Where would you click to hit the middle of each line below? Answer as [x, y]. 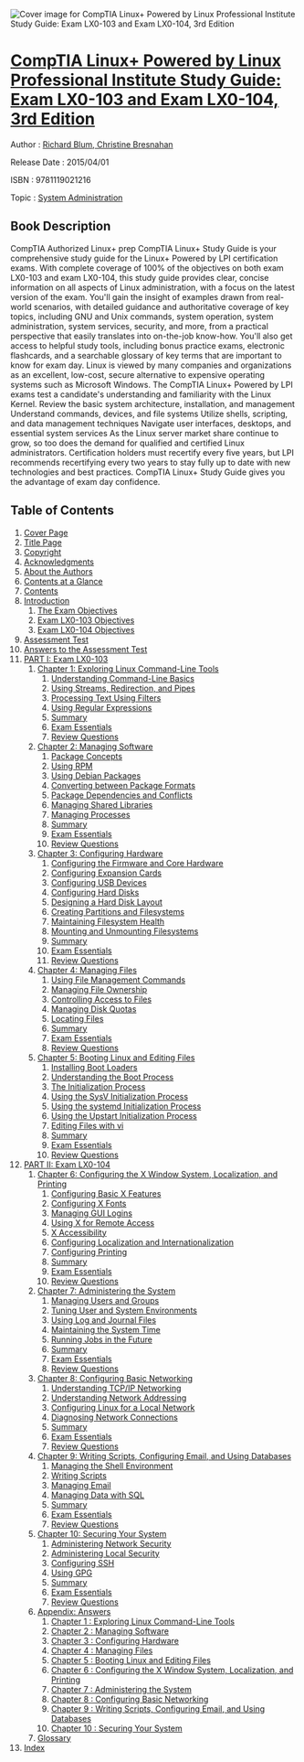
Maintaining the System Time [105, 1329]
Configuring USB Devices [99, 882]
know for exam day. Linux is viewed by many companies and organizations [151, 365]
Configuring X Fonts [89, 1203]
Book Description [61, 226]
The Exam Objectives [77, 610]
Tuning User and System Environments [124, 1310]
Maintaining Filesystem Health [108, 921]
